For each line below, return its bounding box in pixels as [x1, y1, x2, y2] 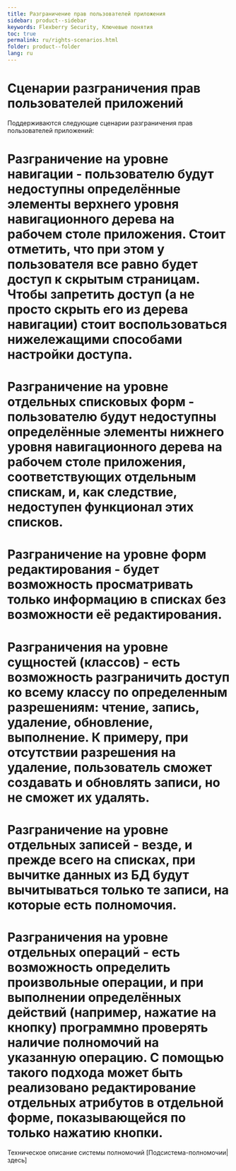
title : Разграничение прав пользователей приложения [7, 10, 166, 18]
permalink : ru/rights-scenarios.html [7, 37, 119, 44]
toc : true [7, 30, 37, 38]
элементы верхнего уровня [7, 196, 179, 212]
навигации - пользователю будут [7, 166, 214, 182]
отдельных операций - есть [7, 944, 180, 960]
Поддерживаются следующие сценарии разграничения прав [7, 118, 193, 127]
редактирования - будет [7, 562, 160, 577]
